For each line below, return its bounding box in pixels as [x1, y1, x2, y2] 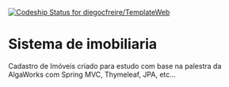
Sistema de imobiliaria [8, 36, 158, 53]
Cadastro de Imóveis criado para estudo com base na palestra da [8, 61, 222, 70]
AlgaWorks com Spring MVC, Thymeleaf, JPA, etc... [8, 70, 177, 79]
